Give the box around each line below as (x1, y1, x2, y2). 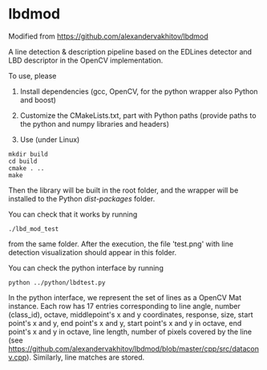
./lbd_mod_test (8, 225, 59, 233)
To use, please (8, 71, 57, 80)
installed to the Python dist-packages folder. (8, 193, 156, 203)
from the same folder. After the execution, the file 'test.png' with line (8, 238, 234, 249)
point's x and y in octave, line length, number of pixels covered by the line (8, 327, 253, 336)
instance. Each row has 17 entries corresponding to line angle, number (8, 301, 241, 311)
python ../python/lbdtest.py (8, 279, 106, 287)
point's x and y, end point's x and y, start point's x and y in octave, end (8, 318, 242, 327)
